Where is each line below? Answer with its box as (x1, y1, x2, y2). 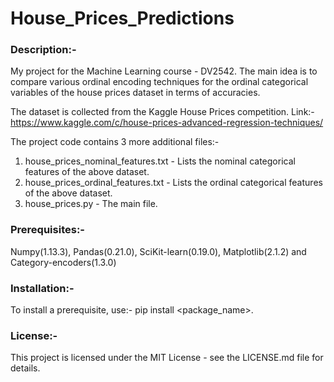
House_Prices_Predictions (10, 7, 235, 30)
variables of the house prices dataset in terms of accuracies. (10, 87, 261, 99)
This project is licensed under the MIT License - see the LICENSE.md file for (10, 352, 324, 364)
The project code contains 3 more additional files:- (10, 136, 220, 148)
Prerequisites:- (10, 223, 85, 237)
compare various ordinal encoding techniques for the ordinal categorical (10, 76, 309, 88)
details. (10, 362, 41, 374)
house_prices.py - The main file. (24, 198, 158, 210)
